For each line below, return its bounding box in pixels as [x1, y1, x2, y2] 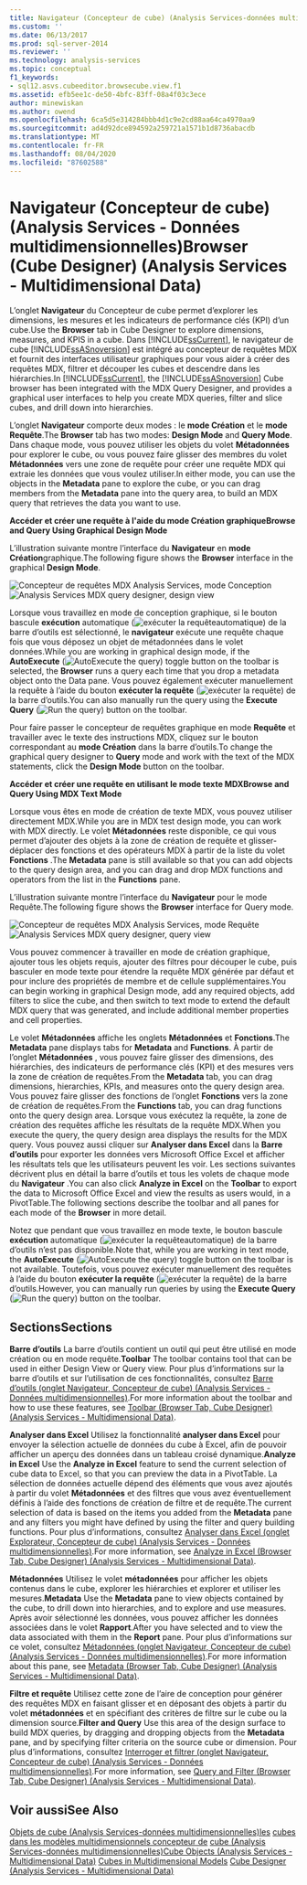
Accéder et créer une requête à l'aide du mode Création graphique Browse [9, 516, 296, 527]
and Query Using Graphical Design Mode [9, 525, 168, 536]
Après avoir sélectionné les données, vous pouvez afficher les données [9, 1613, 279, 1624]
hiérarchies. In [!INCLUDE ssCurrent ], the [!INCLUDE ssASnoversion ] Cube [9, 373, 284, 384]
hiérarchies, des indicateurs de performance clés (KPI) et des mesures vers [9, 1061, 294, 1072]
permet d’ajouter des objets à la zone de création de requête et [9, 836, 247, 847]
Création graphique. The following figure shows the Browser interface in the [9, 552, 294, 563]
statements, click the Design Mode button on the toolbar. [9, 761, 225, 772]
